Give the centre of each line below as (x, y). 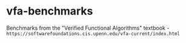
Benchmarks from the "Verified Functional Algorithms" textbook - (88, 28)
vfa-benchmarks (50, 11)
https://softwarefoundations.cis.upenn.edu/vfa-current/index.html (93, 34)
